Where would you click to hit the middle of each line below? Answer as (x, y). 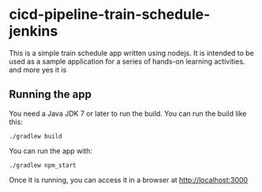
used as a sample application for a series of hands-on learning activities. (127, 61)
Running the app (50, 95)
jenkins (34, 31)
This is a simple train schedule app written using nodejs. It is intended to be (132, 53)
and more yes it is (38, 69)
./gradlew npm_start (43, 165)
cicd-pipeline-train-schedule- (110, 15)
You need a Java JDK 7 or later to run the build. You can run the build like (128, 113)
